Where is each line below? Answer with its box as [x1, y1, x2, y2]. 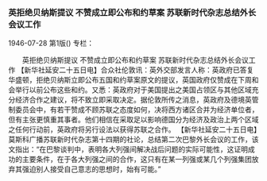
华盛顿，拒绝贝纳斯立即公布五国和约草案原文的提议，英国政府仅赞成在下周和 [8, 75, 259, 85]
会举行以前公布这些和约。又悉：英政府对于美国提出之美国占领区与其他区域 [8, 85, 252, 94]
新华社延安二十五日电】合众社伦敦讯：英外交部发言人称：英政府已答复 [23, 65, 254, 75]
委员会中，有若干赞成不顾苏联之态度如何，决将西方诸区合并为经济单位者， [14, 105, 259, 114]
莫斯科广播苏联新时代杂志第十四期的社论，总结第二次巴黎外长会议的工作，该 [8, 135, 259, 144]
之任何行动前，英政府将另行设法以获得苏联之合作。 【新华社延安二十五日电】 [8, 125, 257, 134]
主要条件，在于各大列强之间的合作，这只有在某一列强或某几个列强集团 [21, 155, 252, 164]
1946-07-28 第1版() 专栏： [8, 38, 94, 48]
